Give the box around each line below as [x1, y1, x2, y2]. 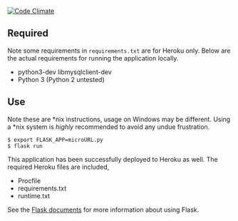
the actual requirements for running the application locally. [7, 53, 179, 62]
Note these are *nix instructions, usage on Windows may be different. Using [7, 115, 231, 123]
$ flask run [7, 143, 43, 150]
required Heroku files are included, [7, 163, 110, 171]
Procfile [17, 176, 41, 185]
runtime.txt [17, 191, 51, 200]
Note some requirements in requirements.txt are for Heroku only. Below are [7, 46, 231, 55]
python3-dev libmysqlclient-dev [17, 68, 112, 76]
